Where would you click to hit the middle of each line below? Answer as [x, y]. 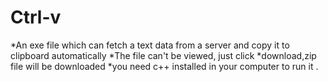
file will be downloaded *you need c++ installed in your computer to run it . [164, 66]
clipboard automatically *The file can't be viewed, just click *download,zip [163, 55]
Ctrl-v [36, 17]
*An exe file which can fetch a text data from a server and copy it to [150, 45]
